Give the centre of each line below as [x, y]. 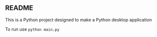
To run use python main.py [32, 29]
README [19, 8]
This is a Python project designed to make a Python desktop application [79, 19]
